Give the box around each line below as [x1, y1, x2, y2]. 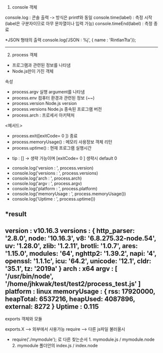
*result [5, 210, 27, 219]
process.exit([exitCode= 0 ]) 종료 [12, 133, 78, 138]
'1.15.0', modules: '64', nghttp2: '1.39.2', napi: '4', [5, 249, 157, 257]
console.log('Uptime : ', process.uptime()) [12, 196, 96, 202]
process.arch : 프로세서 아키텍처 [12, 112, 75, 118]
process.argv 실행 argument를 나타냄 [12, 89, 85, 95]
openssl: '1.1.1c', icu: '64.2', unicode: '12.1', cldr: [5, 257, 151, 265]
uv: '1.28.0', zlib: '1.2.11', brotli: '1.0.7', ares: [5, 242, 138, 250]
